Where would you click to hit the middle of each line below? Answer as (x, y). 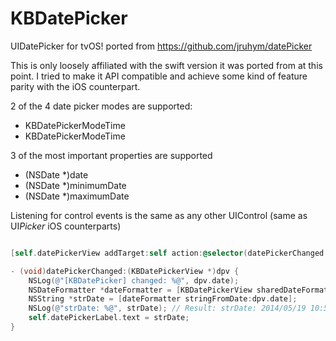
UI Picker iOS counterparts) (66, 226)
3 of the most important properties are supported (111, 155)
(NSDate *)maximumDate (77, 196)
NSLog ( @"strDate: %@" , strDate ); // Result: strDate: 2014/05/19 (167, 308)
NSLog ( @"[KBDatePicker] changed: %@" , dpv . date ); (134, 280)
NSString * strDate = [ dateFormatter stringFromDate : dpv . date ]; (163, 299)
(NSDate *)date (56, 174)
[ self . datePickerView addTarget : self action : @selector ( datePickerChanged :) (171, 253)
